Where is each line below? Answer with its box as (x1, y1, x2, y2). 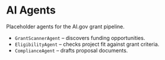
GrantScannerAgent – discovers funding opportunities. (14, 34, 145, 41)
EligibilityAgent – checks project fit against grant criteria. (14, 41, 160, 48)
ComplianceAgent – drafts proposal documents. (14, 46, 128, 54)
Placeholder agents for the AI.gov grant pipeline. (6, 23, 125, 30)
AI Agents (6, 4, 56, 17)
